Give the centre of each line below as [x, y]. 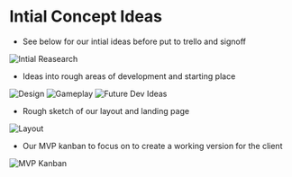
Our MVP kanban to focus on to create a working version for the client [152, 146]
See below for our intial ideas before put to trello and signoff [134, 41]
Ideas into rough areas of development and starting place [129, 76]
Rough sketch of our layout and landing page [106, 111]
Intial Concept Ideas [86, 17]
